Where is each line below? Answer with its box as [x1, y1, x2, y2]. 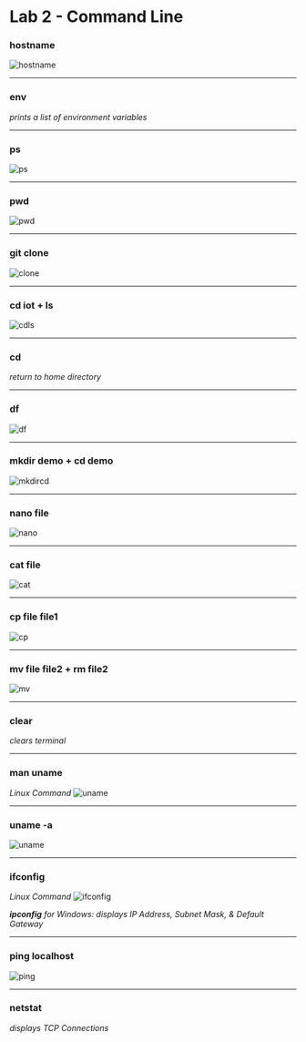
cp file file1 [9, 610, 58, 623]
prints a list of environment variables [9, 111, 148, 122]
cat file [9, 558, 41, 571]
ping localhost [9, 950, 75, 963]
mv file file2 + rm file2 [9, 662, 109, 675]
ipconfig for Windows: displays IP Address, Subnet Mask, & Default [9, 909, 264, 920]
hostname [9, 39, 56, 52]
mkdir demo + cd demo [9, 455, 114, 467]
